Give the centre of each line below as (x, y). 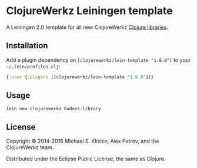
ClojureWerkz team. (30, 147)
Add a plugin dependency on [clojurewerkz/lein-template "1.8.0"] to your (98, 60)
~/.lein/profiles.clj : (33, 66)
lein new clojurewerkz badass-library (54, 109)
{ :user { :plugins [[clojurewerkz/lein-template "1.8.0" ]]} (80, 77)
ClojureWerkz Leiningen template (89, 11)
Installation (27, 46)
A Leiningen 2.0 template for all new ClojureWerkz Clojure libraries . (87, 27)
